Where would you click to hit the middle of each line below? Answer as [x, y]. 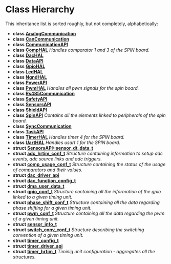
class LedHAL [28, 72]
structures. [24, 257]
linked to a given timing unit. [42, 197]
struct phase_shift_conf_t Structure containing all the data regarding [86, 202]
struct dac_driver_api [36, 175]
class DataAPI [28, 60]
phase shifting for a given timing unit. [52, 208]
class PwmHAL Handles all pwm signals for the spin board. [76, 88]
